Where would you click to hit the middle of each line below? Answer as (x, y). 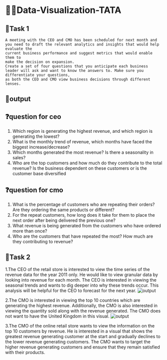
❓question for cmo (34, 190)
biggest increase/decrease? (41, 147)
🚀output (18, 99)
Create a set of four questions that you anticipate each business (77, 66)
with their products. (25, 352)
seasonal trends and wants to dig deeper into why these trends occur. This (82, 285)
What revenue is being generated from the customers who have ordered (86, 226)
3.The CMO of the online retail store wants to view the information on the (80, 326)
